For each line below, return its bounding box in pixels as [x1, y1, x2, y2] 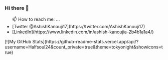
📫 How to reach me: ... [12, 16, 60, 22]
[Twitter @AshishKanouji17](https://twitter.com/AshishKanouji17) [12, 24, 145, 30]
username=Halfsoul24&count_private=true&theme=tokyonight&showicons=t [5, 44, 163, 50]
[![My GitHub [5, 39, 32, 45]
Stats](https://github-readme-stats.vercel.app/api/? [32, 39, 139, 45]
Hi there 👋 [5, 5, 30, 12]
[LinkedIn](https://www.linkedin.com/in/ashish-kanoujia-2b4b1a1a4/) [12, 29, 154, 35]
